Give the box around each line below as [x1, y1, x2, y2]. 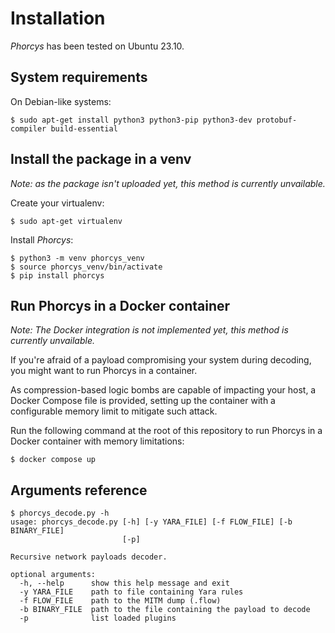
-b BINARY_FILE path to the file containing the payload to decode [19, 605, 311, 615]
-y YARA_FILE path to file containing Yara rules [19, 587, 244, 597]
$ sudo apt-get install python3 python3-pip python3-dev [10, 115, 253, 125]
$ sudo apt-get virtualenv [10, 216, 123, 226]
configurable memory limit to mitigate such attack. [10, 405, 218, 417]
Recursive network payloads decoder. [10, 552, 168, 562]
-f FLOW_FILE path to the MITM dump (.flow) [19, 596, 222, 606]
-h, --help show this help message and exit [19, 578, 230, 589]
